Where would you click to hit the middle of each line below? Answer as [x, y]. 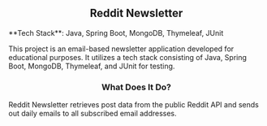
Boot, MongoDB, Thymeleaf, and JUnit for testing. [92, 66]
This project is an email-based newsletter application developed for [121, 49]
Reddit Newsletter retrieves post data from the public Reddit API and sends [134, 105]
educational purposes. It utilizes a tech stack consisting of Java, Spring [128, 57]
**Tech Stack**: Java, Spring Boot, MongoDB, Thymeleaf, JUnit [116, 33]
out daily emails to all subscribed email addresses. [93, 114]
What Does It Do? [136, 87]
